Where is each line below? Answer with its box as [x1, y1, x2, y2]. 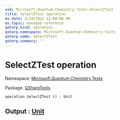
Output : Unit [5, 107, 45, 116]
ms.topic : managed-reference [5, 20, 64, 26]
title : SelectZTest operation [5, 12, 66, 16]
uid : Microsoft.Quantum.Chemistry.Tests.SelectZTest [5, 7, 114, 12]
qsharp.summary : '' [5, 39, 45, 44]
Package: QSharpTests [5, 85, 51, 90]
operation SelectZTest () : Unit [5, 94, 73, 99]
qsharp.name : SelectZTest [5, 34, 57, 39]
